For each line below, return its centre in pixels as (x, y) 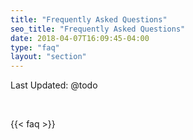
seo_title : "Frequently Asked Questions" (98, 29)
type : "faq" (35, 47)
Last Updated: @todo (54, 85)
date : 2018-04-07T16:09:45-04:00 (80, 38)
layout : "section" (48, 57)
